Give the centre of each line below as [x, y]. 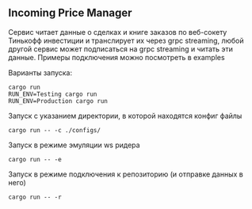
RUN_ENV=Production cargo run [58, 101]
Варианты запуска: [40, 72]
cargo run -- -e [35, 159]
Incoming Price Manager [70, 13]
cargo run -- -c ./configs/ [55, 130]
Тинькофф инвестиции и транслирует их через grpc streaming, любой [126, 40]
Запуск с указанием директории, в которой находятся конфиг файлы [125, 116]
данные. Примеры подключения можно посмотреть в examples [116, 57]
